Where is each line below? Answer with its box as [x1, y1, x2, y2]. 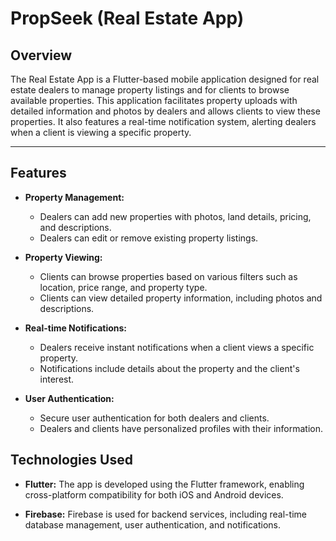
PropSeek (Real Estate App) [10, 7, 245, 30]
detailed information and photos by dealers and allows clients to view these [10, 105, 321, 117]
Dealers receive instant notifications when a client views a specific [39, 341, 315, 353]
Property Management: [24, 191, 125, 203]
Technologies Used [10, 452, 133, 469]
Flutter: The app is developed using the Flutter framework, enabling [24, 478, 305, 490]
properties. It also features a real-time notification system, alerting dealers [10, 116, 317, 127]
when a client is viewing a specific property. [10, 127, 192, 138]
